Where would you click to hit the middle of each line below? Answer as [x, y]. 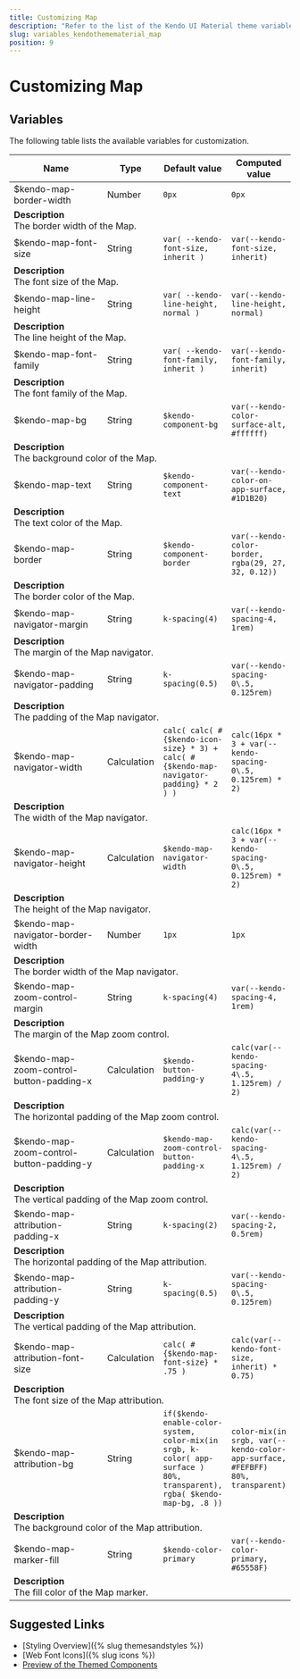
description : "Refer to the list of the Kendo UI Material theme [133, 26]
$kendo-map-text [53, 485]
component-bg [191, 425]
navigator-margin [51, 624]
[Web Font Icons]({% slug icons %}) [89, 1655]
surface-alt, [259, 425]
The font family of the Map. [71, 394]
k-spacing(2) [191, 1225]
